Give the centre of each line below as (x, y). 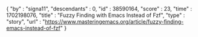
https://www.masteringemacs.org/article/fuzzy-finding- (114, 22)
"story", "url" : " (26, 22)
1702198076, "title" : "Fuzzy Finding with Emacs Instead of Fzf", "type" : (96, 15)
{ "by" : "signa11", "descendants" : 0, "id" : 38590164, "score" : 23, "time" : (99, 9)
